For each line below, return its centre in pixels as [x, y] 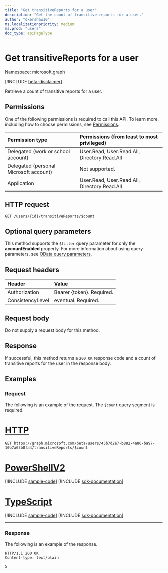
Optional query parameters [48, 231]
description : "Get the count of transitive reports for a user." [74, 15]
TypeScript [29, 502]
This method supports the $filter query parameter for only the [70, 243]
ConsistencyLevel [29, 300]
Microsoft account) [30, 172]
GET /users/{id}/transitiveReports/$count [50, 216]
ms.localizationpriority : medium [40, 24]
